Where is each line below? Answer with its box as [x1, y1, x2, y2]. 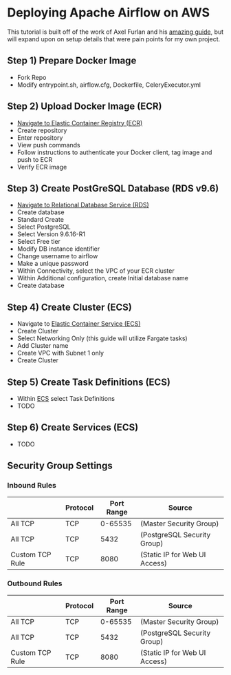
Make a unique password [16, 260, 89, 268]
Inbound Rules [7, 481, 56, 490]
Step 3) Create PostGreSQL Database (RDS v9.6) [7, 183, 219, 194]
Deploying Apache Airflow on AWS [7, 5, 210, 21]
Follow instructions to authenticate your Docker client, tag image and [16, 148, 212, 156]
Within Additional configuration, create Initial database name [16, 274, 189, 282]
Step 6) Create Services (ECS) [7, 422, 139, 433]
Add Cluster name [16, 342, 69, 350]
